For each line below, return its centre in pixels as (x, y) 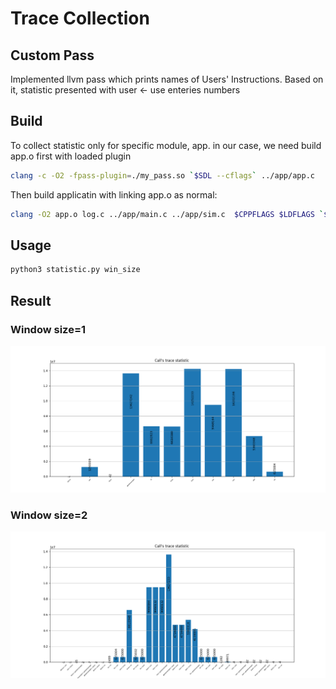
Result (31, 300)
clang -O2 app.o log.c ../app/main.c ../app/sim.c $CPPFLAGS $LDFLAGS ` (167, 214)
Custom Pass (52, 55)
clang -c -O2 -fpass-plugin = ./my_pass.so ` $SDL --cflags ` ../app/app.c (162, 175)
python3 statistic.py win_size (75, 270)
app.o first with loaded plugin (71, 156)
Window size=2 (49, 515)
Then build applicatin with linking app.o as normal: (114, 194)
